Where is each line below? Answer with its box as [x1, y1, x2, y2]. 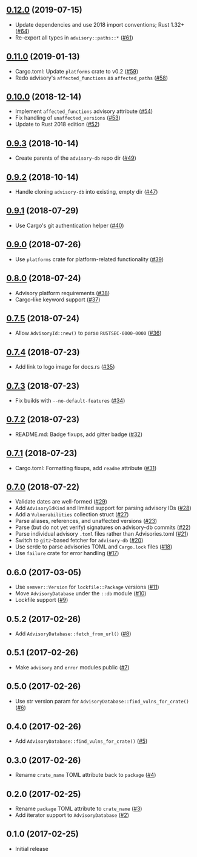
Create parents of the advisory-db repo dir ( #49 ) [15, 154, 136, 162]
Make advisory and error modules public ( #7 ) [15, 663, 130, 671]
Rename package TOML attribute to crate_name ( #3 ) [15, 805, 142, 813]
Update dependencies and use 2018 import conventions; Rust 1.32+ [15, 21, 185, 28]
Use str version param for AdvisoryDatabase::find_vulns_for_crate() [15, 697, 189, 705]
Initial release [15, 845, 48, 852]
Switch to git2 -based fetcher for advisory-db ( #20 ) [15, 537, 144, 544]
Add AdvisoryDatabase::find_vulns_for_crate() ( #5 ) [15, 737, 148, 745]
